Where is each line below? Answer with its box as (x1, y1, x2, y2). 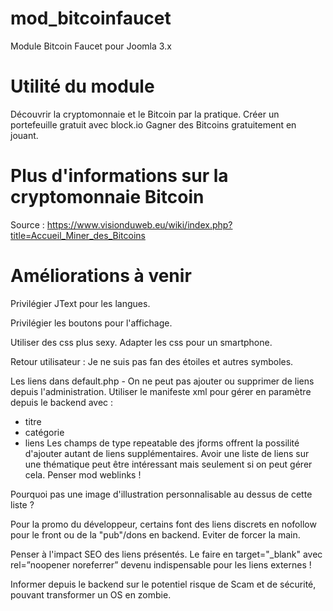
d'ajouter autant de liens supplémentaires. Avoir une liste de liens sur (24, 447, 310, 459)
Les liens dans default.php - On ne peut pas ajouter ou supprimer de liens (10, 375, 315, 387)
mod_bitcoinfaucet (10, 7, 172, 30)
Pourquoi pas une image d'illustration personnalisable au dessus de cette (10, 488, 313, 500)
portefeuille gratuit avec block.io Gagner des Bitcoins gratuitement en (10, 118, 297, 131)
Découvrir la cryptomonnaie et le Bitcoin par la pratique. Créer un (10, 108, 280, 120)
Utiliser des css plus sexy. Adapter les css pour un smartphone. (10, 336, 273, 348)
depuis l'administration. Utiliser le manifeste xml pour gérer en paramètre (10, 385, 312, 397)
